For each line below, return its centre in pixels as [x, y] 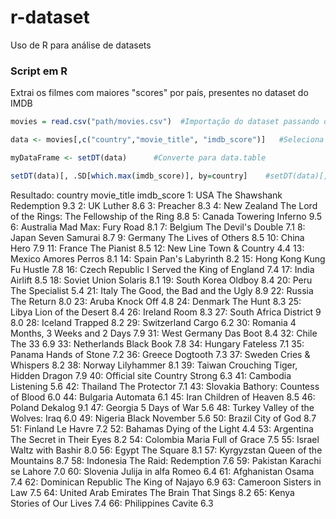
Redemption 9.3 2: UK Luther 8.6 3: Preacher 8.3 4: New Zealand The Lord [164, 205]
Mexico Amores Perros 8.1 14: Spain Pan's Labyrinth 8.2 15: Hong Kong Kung [168, 258]
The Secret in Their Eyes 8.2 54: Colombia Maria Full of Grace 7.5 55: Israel [165, 439]
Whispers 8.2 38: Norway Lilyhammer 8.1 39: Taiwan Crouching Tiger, [154, 365]
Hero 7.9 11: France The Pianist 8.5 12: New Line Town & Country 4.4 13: [157, 248]
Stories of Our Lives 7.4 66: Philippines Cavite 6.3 [112, 503]
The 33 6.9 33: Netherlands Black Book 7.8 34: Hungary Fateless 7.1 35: [157, 343]
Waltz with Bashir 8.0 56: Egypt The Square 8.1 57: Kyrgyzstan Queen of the [166, 450]
